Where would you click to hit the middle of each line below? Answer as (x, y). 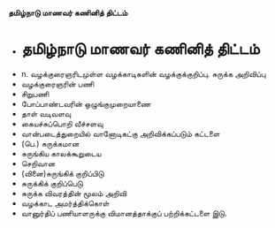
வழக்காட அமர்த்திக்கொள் (65, 203)
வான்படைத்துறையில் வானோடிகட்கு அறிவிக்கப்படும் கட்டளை (120, 133)
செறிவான (38, 163)
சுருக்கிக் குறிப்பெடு (52, 183)
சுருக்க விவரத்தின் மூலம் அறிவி (74, 193)
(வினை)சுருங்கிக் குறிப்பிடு (62, 173)
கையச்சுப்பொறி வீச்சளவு (62, 124)
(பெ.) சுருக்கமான (50, 143)
